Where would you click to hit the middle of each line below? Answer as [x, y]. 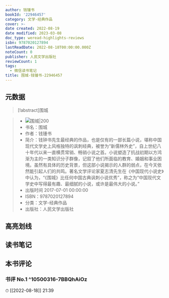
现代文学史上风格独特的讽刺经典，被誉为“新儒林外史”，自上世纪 [91, 146]
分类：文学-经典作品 [46, 202]
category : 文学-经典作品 [29, 19]
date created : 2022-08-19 [32, 29]
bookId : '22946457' [26, 15]
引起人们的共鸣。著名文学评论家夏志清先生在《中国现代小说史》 [99, 171]
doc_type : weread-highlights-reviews [45, 38]
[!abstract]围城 [33, 110]
